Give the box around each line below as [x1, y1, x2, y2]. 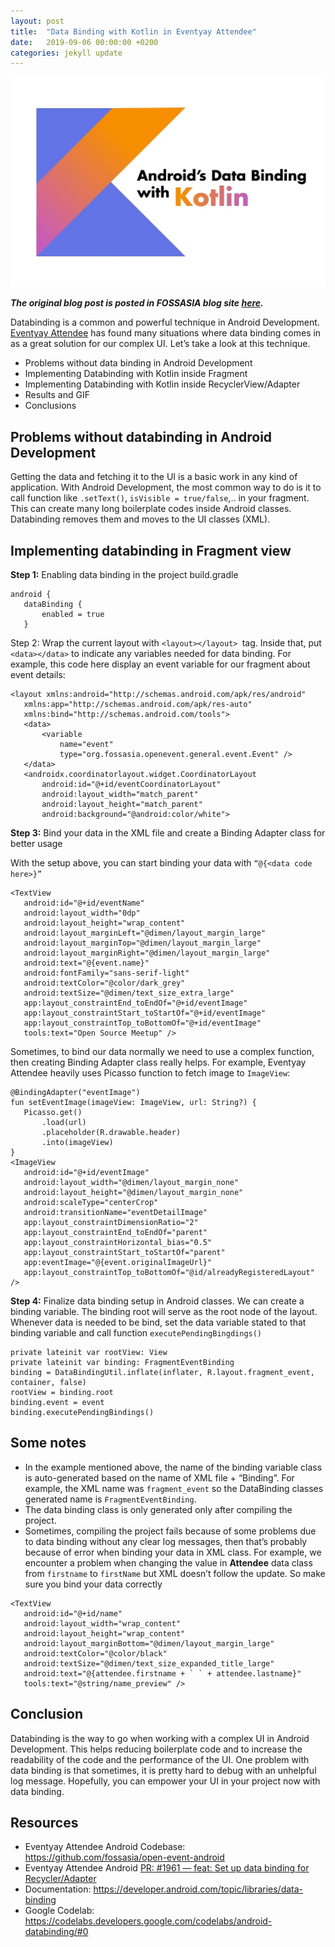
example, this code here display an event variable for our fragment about [10, 658, 311, 670]
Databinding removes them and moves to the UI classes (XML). [10, 513, 271, 525]
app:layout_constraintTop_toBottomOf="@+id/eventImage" [23, 1018, 262, 1029]
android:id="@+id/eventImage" [23, 1168, 150, 1178]
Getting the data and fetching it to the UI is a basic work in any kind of [10, 471, 298, 483]
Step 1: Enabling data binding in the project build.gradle [10, 569, 239, 581]
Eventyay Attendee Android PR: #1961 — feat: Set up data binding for [24, 1862, 310, 1874]
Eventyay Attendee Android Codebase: [24, 1841, 186, 1853]
